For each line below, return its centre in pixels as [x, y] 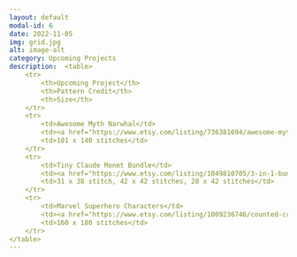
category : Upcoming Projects [63, 58]
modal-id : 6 [31, 26]
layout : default [39, 17]
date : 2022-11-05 [41, 34]
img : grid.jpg [35, 42]
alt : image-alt [37, 50]
